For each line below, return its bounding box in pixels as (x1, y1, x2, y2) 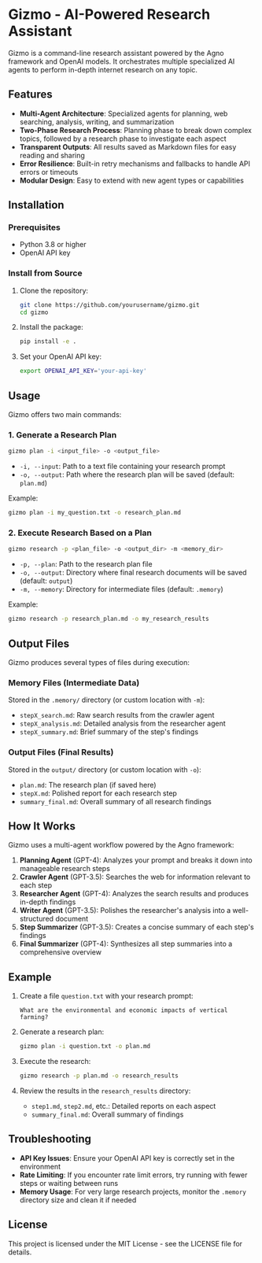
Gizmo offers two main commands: (8, 410, 122, 419)
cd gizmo (19, 308, 49, 316)
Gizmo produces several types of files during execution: (8, 657, 190, 667)
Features (8, 88, 53, 102)
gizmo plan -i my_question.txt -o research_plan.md (8, 509, 181, 517)
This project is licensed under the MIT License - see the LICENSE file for (8, 1239, 242, 1248)
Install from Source (8, 268, 83, 279)
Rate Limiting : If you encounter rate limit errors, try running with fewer (19, 1170, 248, 1180)
